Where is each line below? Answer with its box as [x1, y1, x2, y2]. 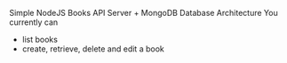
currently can [9, 17, 59, 28]
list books [21, 35, 58, 44]
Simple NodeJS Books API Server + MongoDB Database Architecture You [9, 8, 278, 18]
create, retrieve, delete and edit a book [21, 43, 164, 54]
